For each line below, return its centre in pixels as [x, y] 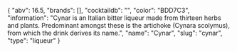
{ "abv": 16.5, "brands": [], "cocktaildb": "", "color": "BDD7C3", [99, 10]
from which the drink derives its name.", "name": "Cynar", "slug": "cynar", [115, 33]
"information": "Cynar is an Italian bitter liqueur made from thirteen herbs [115, 18]
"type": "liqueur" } [34, 41]
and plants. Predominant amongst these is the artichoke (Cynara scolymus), [118, 25]
